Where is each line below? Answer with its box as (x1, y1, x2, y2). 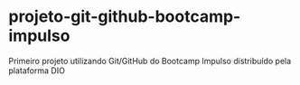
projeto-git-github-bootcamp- (8, 6, 241, 27)
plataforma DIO (8, 65, 65, 76)
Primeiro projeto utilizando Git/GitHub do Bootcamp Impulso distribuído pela (8, 55, 292, 66)
